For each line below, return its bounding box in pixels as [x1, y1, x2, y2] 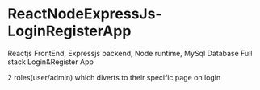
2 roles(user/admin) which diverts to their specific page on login [7, 72, 221, 82]
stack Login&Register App [7, 57, 94, 67]
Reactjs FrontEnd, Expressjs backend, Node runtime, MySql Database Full [7, 48, 253, 58]
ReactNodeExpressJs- [7, 5, 162, 23]
